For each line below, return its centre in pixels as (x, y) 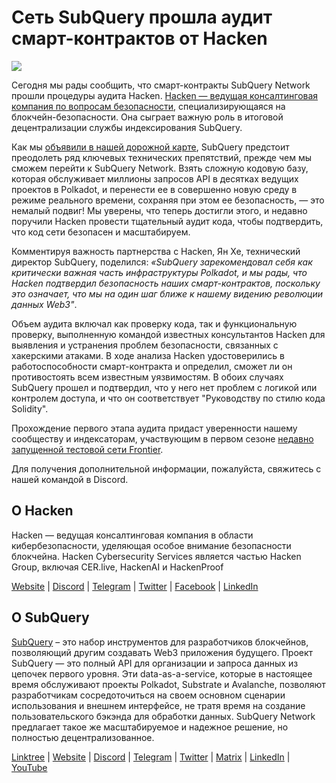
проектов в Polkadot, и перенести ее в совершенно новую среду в (154, 189)
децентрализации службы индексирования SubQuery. (127, 127)
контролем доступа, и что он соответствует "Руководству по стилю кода (168, 398)
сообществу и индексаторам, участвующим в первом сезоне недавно (162, 438)
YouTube (29, 767)
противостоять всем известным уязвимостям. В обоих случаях (147, 377)
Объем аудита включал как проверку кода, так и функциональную (154, 323)
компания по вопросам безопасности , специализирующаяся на (148, 106)
